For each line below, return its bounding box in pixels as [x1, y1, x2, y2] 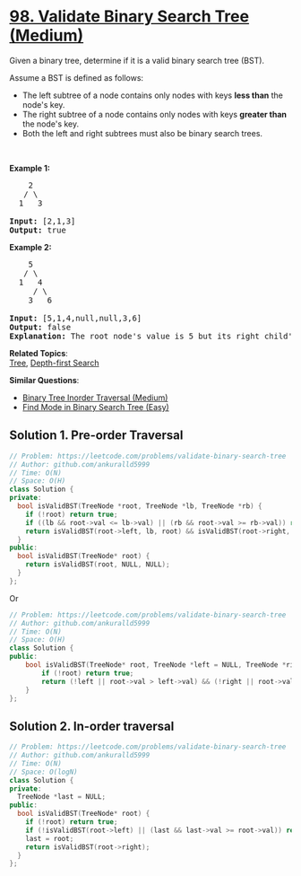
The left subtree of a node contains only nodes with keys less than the [21, 90, 284, 101]
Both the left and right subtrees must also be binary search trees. [21, 127, 262, 138]
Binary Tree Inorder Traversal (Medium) [21, 392, 168, 403]
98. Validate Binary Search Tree [9, 6, 249, 27]
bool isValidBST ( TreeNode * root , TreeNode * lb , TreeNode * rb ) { [17, 502, 262, 511]
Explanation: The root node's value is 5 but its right [9, 330, 260, 341]
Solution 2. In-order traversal [9, 718, 175, 733]
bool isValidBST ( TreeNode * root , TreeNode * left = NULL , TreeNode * [25, 661, 287, 670]
